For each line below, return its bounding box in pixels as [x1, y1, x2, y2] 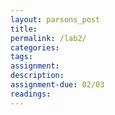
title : [10, 24, 38, 34]
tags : [10, 52, 33, 62]
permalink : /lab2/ [10, 33, 87, 43]
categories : [10, 42, 60, 53]
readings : [10, 89, 52, 99]
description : [10, 71, 65, 81]
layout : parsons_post [10, 14, 101, 25]
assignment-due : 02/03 [10, 80, 105, 90]
